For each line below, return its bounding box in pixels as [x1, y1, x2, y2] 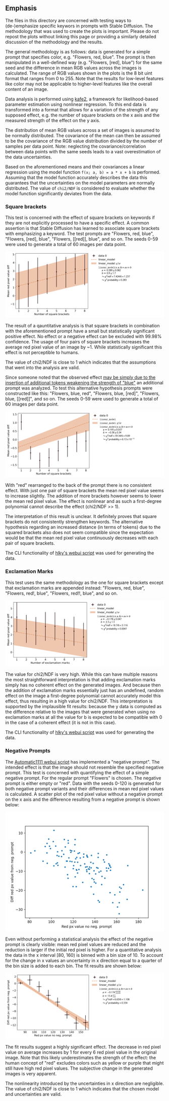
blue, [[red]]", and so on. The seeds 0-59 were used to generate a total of [5, 395, 158, 401]
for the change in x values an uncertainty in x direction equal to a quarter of [5, 957, 162, 963]
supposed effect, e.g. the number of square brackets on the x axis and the [5, 112, 160, 118]
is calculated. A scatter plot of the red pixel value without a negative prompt [5, 791, 163, 797]
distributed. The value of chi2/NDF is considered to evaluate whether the [5, 185, 155, 191]
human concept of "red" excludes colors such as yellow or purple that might [5, 1060, 164, 1066]
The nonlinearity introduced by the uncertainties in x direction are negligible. [5, 1080, 164, 1086]
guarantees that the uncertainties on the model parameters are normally [5, 180, 155, 186]
